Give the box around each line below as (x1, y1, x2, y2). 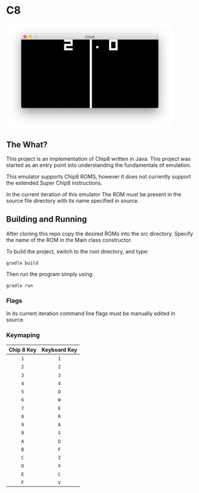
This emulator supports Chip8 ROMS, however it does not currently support (6, 173, 191, 180)
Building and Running (6, 214, 87, 224)
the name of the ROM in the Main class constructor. (6, 236, 132, 243)
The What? (6, 139, 48, 150)
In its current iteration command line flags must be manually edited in (6, 310, 175, 317)
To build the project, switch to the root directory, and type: (6, 247, 149, 255)
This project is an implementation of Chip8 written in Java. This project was (6, 155, 191, 162)
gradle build (6, 260, 39, 266)
